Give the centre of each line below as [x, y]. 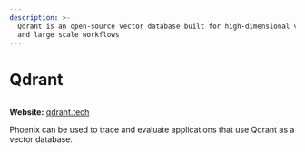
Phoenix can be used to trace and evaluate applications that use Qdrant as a [152, 130]
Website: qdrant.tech [49, 112]
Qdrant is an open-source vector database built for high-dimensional [154, 26]
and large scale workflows [69, 34]
